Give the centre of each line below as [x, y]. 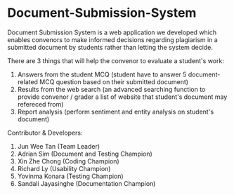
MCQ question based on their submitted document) [114, 81]
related [28, 81]
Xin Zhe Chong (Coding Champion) [68, 161]
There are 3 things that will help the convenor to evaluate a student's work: [116, 60]
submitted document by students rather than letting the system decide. [110, 47]
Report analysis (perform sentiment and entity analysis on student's [116, 112]
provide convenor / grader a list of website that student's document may [122, 97]
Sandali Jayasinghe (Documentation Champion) [86, 183]
